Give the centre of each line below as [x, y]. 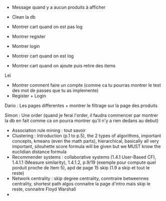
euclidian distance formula [39, 152]
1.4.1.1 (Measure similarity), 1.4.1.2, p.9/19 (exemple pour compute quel [84, 162]
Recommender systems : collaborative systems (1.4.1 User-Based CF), [84, 157]
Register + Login [29, 96]
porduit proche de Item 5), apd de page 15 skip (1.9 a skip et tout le [81, 168]
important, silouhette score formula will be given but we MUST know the [86, 146]
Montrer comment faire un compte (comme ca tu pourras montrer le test [86, 85]
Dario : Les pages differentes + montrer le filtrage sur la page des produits [81, 106]
